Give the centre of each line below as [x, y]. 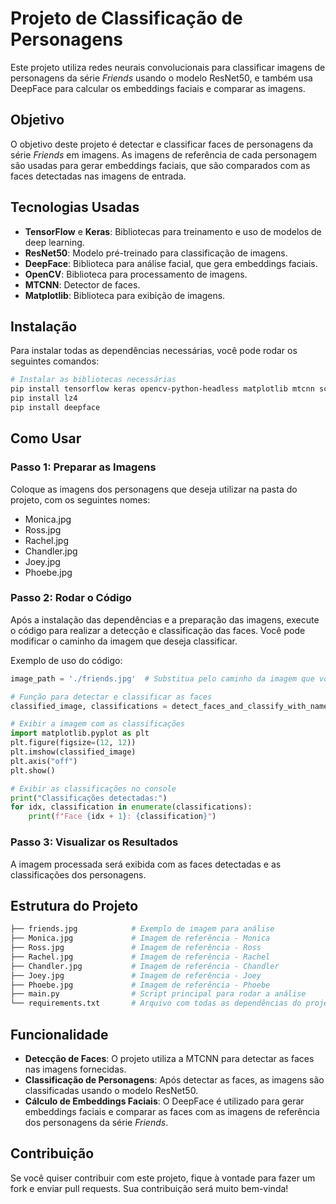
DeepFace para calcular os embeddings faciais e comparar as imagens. [158, 88]
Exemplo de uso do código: [66, 660]
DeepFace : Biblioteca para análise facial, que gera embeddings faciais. [171, 263]
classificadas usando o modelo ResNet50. [111, 1091]
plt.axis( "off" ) [44, 761]
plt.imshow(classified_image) [73, 752]
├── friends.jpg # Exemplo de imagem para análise [142, 929]
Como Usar [46, 438]
